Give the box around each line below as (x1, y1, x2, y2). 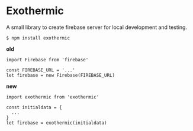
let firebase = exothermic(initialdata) (6, 120, 108, 126)
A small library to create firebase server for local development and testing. (6, 24, 188, 31)
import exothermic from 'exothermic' (6, 94, 99, 100)
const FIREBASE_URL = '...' (6, 67, 76, 73)
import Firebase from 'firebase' (6, 57, 89, 63)
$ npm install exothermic (6, 35, 70, 41)
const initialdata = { (6, 104, 62, 110)
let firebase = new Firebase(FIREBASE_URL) (6, 72, 115, 78)
